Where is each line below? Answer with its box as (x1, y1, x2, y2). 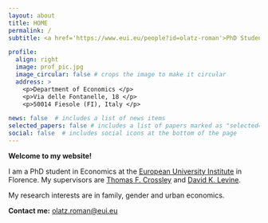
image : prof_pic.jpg (15, 63, 84, 72)
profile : (8, 49, 37, 57)
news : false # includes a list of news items (8, 115, 166, 123)
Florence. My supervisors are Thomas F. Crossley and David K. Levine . (8, 174, 242, 184)
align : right (15, 56, 59, 64)
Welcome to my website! (8, 151, 92, 160)
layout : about (8, 11, 56, 20)
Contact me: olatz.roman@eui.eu (8, 205, 118, 215)
